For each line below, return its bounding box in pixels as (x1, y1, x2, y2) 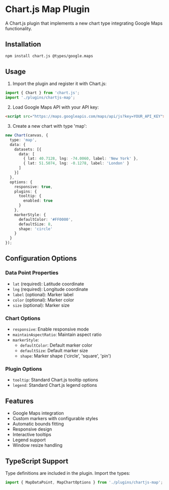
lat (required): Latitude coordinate (12, 281, 84, 287)
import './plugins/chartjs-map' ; (5, 95, 75, 100)
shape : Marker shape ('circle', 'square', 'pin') (20, 353, 112, 359)
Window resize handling (12, 442, 63, 448)
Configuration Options (5, 254, 77, 263)
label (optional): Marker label (12, 291, 74, 297)
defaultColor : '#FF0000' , (18, 217, 73, 222)
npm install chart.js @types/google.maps (5, 53, 94, 58)
